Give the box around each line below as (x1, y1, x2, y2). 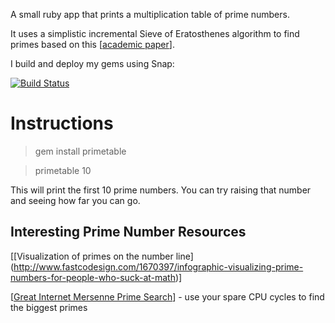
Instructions (10, 112, 114, 135)
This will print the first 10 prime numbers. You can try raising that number (10, 184, 312, 196)
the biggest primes (10, 301, 88, 313)
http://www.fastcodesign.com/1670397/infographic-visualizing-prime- (13, 260, 304, 273)
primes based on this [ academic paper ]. (10, 39, 175, 50)
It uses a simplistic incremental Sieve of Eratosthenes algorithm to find (10, 28, 300, 39)
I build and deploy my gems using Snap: (10, 58, 175, 69)
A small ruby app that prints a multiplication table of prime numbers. (10, 9, 290, 20)
